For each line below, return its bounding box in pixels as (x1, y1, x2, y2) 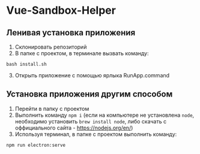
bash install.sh (6, 61, 47, 67)
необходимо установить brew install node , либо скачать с (14, 117, 167, 125)
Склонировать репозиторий (14, 43, 87, 50)
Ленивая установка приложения (6, 28, 136, 38)
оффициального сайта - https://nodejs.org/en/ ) (14, 124, 133, 131)
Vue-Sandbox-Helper (6, 4, 116, 17)
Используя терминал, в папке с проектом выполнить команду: (14, 130, 177, 138)
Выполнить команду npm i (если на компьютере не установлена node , (14, 111, 195, 119)
